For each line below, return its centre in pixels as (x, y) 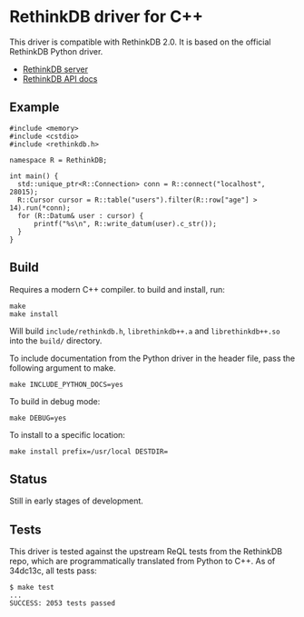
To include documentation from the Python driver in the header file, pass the (152, 358)
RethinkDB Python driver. (56, 51)
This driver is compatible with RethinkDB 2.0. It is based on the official (140, 42)
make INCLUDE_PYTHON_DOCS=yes (67, 384)
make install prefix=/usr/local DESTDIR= (89, 452)
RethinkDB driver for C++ (107, 17)
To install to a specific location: (67, 434)
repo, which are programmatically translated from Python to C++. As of (142, 562)
